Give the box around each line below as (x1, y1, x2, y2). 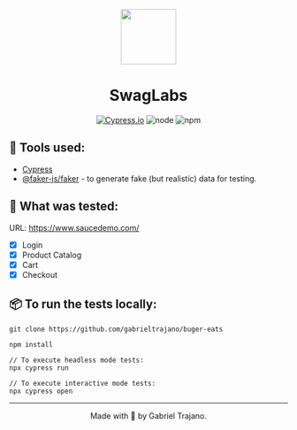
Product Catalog (21, 250, 82, 260)
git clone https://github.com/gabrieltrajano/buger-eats (9, 325, 224, 334)
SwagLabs (109, 86, 188, 105)
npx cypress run (9, 363, 69, 372)
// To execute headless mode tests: (9, 356, 144, 365)
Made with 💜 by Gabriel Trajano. (89, 411, 208, 421)
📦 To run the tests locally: (9, 296, 157, 312)
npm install (9, 340, 53, 349)
